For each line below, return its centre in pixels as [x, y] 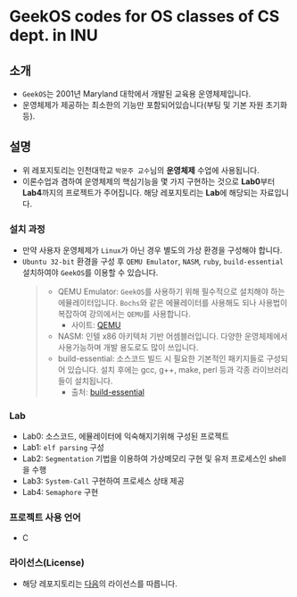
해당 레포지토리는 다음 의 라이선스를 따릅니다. [100, 584]
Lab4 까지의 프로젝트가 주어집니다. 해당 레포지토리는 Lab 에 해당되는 [140, 192]
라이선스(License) [47, 562]
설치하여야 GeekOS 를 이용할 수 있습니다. [90, 273]
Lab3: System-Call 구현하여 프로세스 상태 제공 [103, 481]
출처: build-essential [108, 392]
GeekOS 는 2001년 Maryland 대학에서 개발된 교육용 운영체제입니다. [136, 94]
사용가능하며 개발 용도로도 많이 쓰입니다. [128, 348]
